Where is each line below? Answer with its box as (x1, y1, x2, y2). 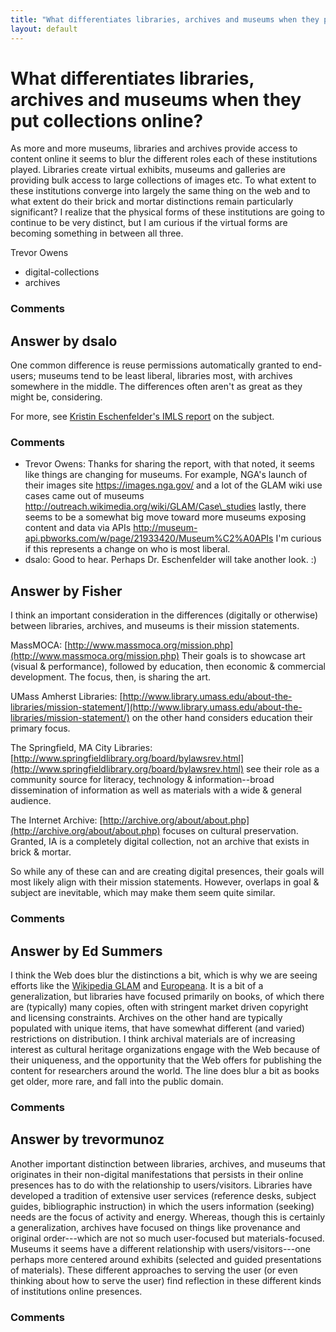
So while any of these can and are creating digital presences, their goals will (10, 866, 325, 878)
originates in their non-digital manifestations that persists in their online (10, 1168, 304, 1180)
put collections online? (10, 109, 204, 132)
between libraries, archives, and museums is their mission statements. (10, 620, 300, 632)
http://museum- (133, 522, 198, 534)
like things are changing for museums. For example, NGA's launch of (24, 469, 308, 481)
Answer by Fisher (10, 582, 123, 600)
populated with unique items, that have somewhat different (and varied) (10, 1022, 305, 1035)
